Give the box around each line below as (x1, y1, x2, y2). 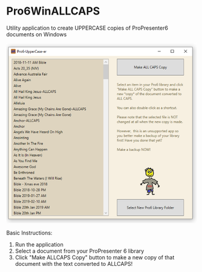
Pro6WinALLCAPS (6, 4, 100, 18)
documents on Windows (6, 30, 67, 38)
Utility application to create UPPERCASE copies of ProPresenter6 (6, 24, 168, 32)
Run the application (15, 240, 64, 248)
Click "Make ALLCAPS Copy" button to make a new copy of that (15, 253, 175, 261)
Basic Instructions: (6, 229, 53, 236)
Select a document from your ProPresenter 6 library (15, 247, 145, 254)
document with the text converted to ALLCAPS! (15, 260, 133, 267)
